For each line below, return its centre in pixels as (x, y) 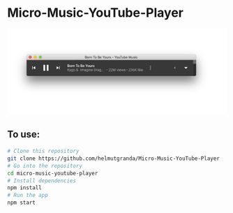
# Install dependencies (42, 181)
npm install (24, 188)
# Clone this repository (43, 152)
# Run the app (28, 196)
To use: (24, 134)
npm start (22, 203)
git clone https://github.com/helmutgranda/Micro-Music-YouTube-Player (113, 159)
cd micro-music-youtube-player (53, 173)
